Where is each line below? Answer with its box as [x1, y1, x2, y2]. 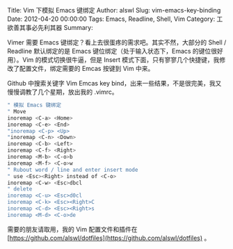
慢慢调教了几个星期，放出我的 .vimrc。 [7, 88, 118, 96]
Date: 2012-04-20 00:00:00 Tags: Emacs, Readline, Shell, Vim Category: [7, 15, 216, 23]
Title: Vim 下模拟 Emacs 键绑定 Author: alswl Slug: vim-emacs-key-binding [7, 6, 221, 14]
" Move [7, 108, 26, 115]
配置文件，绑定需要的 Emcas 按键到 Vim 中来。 [19, 65, 154, 72]
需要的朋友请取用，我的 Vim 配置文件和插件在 [7, 225, 138, 233]
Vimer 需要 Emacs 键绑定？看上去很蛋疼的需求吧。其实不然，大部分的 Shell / [7, 38, 227, 47]
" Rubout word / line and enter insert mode [7, 166, 138, 173]
